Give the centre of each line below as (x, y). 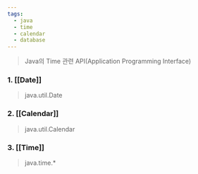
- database (30, 40)
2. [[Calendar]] (33, 114)
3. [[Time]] (26, 147)
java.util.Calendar (50, 129)
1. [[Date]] (25, 80)
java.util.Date (43, 95)
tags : (15, 14)
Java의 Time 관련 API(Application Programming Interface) (108, 62)
